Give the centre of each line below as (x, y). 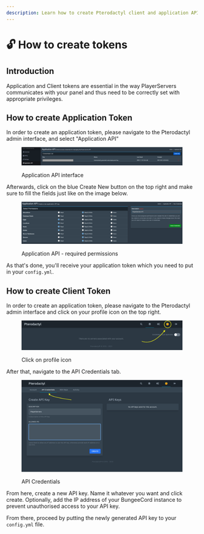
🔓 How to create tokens (67, 45)
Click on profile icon (46, 360)
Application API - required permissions (70, 254)
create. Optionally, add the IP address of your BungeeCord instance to (94, 500)
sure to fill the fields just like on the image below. (67, 194)
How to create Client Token (59, 291)
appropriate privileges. (35, 99)
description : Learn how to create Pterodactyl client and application (97, 13)
